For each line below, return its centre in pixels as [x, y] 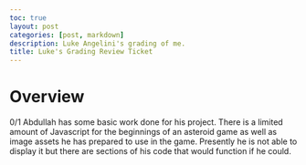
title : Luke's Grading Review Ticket [81, 52]
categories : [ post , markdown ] [67, 35]
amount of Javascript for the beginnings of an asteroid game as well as [143, 132]
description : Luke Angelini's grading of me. [97, 43]
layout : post [34, 26]
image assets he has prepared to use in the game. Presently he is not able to [153, 141]
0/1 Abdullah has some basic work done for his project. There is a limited [146, 122]
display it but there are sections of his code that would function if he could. [151, 151]
